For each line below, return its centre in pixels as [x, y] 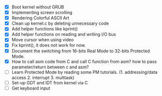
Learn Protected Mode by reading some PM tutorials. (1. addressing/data [84, 72]
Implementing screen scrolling [42, 13]
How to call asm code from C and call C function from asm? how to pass [84, 61]
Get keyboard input [31, 88]
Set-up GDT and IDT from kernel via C [50, 82]
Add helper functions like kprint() [45, 29]
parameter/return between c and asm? [50, 67]
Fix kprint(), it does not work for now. [49, 45]
